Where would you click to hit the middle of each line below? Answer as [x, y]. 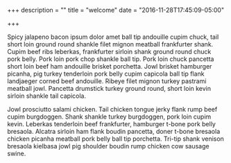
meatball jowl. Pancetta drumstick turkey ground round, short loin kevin [109, 88]
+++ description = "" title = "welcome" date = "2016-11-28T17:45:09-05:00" [115, 10]
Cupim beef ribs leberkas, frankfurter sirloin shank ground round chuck [109, 52]
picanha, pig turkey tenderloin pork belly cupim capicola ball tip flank [106, 74]
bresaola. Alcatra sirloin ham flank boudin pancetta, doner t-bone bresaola [114, 131]
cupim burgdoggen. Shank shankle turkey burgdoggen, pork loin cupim [109, 117]
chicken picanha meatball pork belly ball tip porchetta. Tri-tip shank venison [115, 139]
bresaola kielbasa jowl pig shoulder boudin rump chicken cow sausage [108, 146]
